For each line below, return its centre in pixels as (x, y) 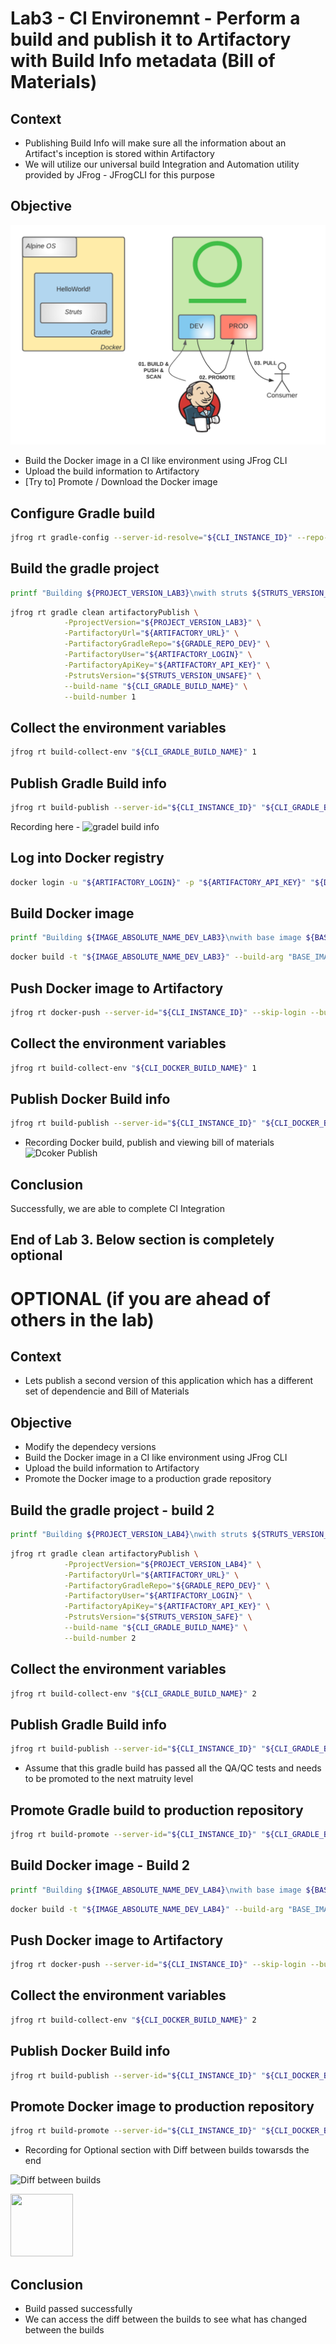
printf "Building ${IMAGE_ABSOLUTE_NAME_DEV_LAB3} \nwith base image (156, 938)
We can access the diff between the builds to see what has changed (166, 2319)
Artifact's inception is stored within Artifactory (119, 153)
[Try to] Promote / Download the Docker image (121, 482)
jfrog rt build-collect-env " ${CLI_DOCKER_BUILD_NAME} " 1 (133, 1068)
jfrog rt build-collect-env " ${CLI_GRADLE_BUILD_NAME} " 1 (133, 752)
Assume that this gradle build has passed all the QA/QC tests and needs (173, 1768)
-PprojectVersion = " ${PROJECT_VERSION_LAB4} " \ (162, 1564)
